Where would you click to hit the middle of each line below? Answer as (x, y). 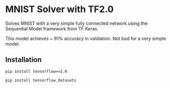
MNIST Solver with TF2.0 (59, 9)
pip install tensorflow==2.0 (36, 71)
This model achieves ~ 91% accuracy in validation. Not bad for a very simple (86, 38)
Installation (23, 60)
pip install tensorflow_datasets (41, 80)
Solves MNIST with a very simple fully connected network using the (77, 23)
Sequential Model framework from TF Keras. (52, 28)
